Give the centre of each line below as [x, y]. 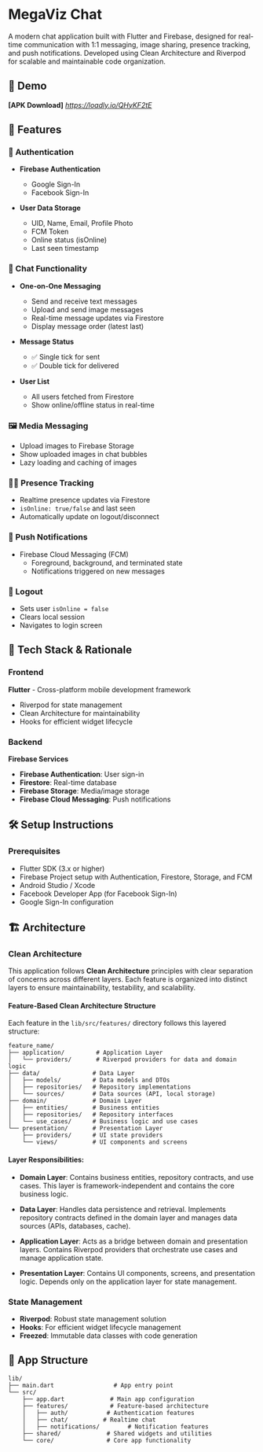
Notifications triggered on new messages [98, 571]
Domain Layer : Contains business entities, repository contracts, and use [137, 1177]
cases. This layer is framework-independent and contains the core [127, 1185]
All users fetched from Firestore [82, 396]
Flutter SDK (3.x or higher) [62, 868]
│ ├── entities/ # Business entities [84, 1108]
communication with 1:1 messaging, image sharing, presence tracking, [137, 44]
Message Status [47, 341]
